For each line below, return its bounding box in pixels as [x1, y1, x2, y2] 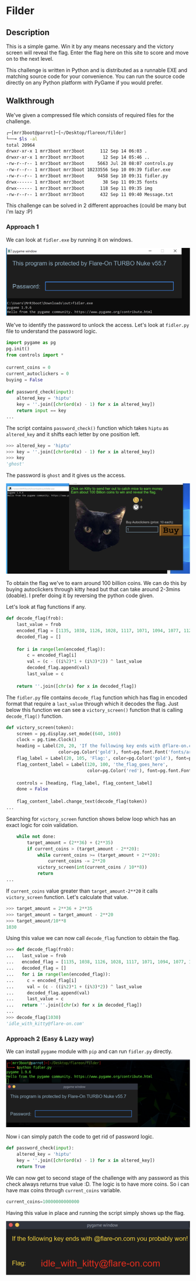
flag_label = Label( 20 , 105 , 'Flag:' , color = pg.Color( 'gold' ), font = [16, 756, 190, 762]
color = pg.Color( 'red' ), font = [86, 767, 160, 773]
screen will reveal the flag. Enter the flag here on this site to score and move [6, 49, 189, 56]
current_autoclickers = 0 [6, 370, 69, 377]
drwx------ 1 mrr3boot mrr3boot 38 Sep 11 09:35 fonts [6, 179, 158, 185]
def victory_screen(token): [6, 724, 75, 731]
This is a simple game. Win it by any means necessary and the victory [6, 43, 174, 50]
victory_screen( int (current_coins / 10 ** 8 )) [37, 865, 148, 870]
